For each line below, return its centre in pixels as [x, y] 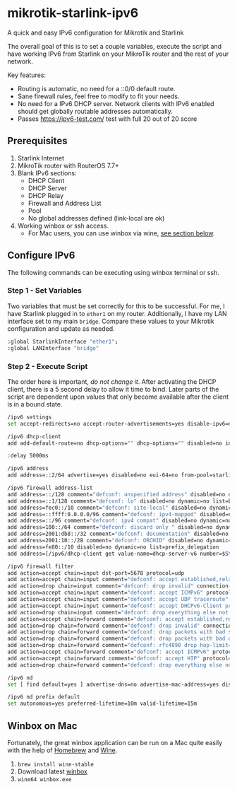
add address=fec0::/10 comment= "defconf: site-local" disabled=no [107, 508]
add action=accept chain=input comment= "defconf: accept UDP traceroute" [118, 600]
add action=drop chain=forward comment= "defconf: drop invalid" [104, 626]
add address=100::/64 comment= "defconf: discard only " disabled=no [110, 527]
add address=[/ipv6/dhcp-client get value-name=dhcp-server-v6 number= [115, 554]
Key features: [26, 75]
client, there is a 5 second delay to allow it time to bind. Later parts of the [113, 389]
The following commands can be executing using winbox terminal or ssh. [114, 272]
